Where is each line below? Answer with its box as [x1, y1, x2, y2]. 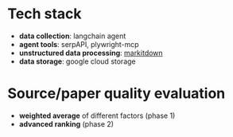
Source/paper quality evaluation [7, 84, 226, 103]
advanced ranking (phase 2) [18, 119, 115, 128]
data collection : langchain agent [18, 31, 126, 41]
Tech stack [7, 5, 82, 23]
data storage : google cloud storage [18, 57, 136, 66]
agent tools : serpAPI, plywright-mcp [18, 39, 140, 49]
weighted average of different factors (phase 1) [18, 111, 176, 120]
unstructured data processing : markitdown [18, 48, 164, 57]
